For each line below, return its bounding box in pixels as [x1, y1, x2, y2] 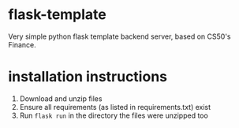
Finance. [8, 40, 37, 49]
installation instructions [8, 68, 168, 86]
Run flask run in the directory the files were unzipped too [19, 111, 209, 120]
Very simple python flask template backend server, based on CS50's [8, 32, 231, 41]
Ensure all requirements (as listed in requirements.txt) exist [19, 102, 211, 111]
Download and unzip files [19, 93, 103, 104]
